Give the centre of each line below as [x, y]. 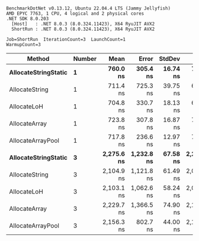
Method [38, 59]
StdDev [170, 59]
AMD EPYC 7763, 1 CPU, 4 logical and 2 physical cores [75, 14]
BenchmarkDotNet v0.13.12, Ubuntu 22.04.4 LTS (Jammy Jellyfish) [88, 8]
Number [85, 59]
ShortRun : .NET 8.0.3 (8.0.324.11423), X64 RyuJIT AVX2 [83, 29]
